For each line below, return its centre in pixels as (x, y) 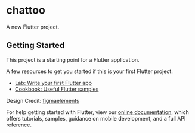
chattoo (26, 10)
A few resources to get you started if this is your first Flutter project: (89, 71)
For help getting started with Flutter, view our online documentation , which (98, 112)
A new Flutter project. (33, 27)
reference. (19, 125)
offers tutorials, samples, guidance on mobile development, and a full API (96, 118)
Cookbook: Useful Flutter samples (57, 89)
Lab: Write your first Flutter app (53, 83)
